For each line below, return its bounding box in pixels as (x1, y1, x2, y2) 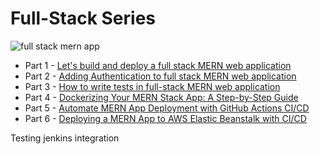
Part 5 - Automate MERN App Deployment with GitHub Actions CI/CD (24, 102, 310, 114)
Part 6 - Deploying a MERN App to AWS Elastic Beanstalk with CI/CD (24, 112, 307, 124)
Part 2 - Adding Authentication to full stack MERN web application (24, 70, 297, 82)
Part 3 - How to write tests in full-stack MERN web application (24, 80, 281, 92)
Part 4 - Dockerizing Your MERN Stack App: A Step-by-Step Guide (24, 91, 299, 103)
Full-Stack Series (10, 7, 157, 30)
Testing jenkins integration (10, 132, 120, 144)
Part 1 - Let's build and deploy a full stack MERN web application (24, 59, 292, 71)
